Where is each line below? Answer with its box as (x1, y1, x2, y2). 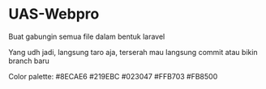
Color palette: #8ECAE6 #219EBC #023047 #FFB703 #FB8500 (8, 71, 218, 81)
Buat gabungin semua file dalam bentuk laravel (8, 32, 165, 41)
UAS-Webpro (8, 5, 100, 23)
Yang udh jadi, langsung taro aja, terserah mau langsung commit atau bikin (8, 47, 258, 57)
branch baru (8, 56, 50, 66)
